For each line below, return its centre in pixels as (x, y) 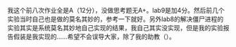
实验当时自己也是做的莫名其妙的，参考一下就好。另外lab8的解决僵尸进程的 (116, 19)
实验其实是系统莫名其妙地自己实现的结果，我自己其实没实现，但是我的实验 (115, 28)
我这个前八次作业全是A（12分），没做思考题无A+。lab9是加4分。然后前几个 (116, 10)
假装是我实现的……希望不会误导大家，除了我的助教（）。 (94, 36)
